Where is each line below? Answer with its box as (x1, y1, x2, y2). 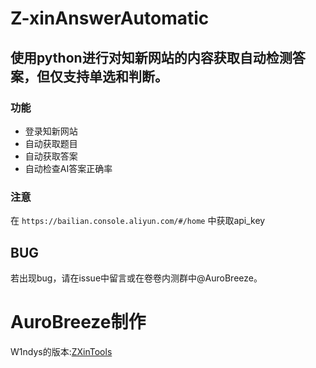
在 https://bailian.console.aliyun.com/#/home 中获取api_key (10, 215, 266, 227)
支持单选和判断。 (62, 68, 168, 85)
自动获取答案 (24, 150, 78, 162)
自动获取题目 (24, 137, 78, 149)
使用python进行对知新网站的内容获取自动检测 (10, 49, 293, 66)
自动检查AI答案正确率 (24, 162, 113, 174)
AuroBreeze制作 (10, 311, 147, 334)
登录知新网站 (24, 125, 78, 137)
